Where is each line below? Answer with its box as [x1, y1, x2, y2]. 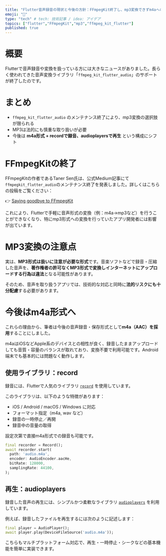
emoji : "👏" [5, 12, 28, 17]
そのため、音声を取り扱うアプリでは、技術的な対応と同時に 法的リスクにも [5, 281, 157, 287]
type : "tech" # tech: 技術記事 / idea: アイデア [5, 16, 101, 21]
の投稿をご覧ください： [5, 187, 53, 193]
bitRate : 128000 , [9, 461, 45, 466]
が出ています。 [5, 222, 36, 228]
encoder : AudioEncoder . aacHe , [9, 456, 72, 461]
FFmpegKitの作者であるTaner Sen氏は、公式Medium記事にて [5, 175, 129, 181]
